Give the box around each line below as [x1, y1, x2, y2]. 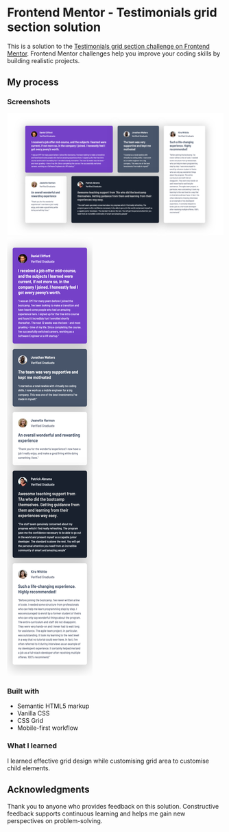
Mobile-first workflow [16, 724, 79, 732]
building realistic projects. [7, 56, 80, 64]
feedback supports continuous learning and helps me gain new [7, 809, 186, 818]
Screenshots [7, 97, 51, 107]
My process [7, 77, 59, 88]
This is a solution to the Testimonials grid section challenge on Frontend [7, 42, 210, 50]
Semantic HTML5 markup [16, 702, 90, 711]
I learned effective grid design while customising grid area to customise [7, 757, 210, 765]
